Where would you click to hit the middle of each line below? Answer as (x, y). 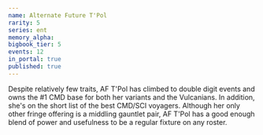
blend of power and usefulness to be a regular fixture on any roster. (118, 122)
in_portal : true (35, 60)
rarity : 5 (24, 23)
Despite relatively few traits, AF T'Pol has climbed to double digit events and (131, 89)
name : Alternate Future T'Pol (58, 15)
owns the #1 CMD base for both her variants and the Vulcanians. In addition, (131, 97)
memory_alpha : (31, 37)
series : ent (28, 30)
